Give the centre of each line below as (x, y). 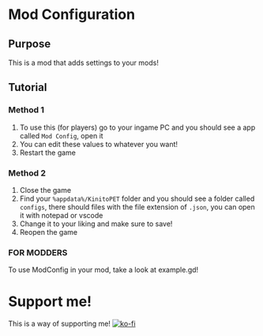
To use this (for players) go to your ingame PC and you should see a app (137, 127)
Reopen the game (48, 232)
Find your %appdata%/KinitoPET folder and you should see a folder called (137, 198)
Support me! (50, 302)
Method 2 (27, 173)
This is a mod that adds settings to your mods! (84, 62)
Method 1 (26, 110)
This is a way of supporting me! (59, 324)
